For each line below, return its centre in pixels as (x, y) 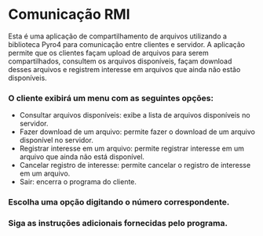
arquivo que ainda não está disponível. (82, 157)
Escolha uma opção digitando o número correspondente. (119, 202)
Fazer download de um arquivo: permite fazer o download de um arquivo (137, 132)
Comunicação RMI (69, 15)
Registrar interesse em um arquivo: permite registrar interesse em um (132, 149)
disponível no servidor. (57, 140)
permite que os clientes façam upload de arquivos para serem (109, 53)
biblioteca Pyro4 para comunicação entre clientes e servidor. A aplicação (127, 44)
